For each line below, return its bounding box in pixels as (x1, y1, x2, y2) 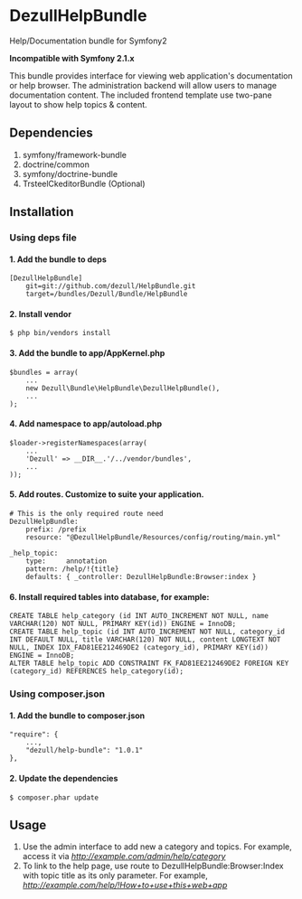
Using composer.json (9, 688, 106, 700)
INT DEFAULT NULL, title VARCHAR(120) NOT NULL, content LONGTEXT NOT (9, 635, 281, 644)
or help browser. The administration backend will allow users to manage (9, 80, 278, 90)
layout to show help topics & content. (9, 98, 147, 109)
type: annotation (25, 557, 107, 566)
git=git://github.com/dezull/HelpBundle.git (25, 282, 196, 291)
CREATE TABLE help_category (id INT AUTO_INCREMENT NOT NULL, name (9, 612, 269, 621)
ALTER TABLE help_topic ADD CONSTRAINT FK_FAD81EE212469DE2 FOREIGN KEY (9, 659, 289, 669)
